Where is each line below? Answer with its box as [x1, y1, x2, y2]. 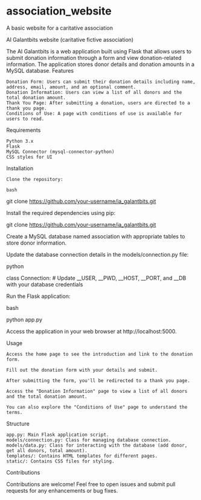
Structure [6, 419, 30, 427]
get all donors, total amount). [6, 447, 88, 453]
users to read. [6, 116, 45, 122]
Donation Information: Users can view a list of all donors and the [6, 89, 182, 95]
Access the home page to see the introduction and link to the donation [6, 351, 193, 357]
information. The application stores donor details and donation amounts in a [6, 61, 195, 68]
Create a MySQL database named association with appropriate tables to [6, 232, 185, 240]
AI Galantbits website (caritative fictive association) [6, 36, 134, 43]
